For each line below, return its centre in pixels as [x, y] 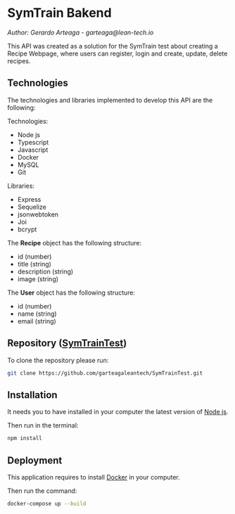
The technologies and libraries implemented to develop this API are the [110, 100]
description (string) [45, 271]
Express [29, 199]
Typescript [33, 142]
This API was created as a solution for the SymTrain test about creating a [113, 46]
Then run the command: [42, 491]
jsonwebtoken [38, 214]
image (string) [38, 278]
